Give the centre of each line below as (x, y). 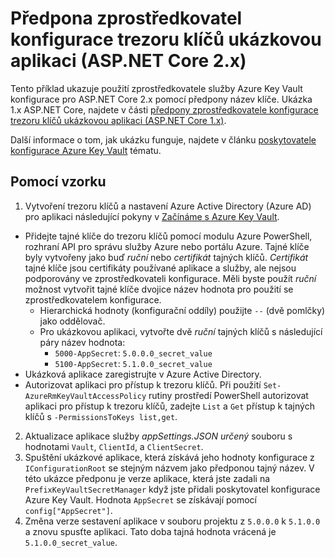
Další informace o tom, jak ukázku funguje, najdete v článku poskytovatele (163, 139)
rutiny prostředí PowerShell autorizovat (228, 395)
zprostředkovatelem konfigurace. (93, 299)
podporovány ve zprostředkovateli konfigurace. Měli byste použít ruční (170, 278)
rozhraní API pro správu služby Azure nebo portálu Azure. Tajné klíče (167, 246)
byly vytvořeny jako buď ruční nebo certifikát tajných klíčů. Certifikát (166, 257)
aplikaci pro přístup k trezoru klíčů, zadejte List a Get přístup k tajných (169, 406)
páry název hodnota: (82, 342)
